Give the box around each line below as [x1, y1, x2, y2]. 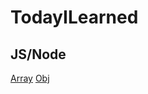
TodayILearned [10, 6, 139, 29]
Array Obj [10, 72, 50, 84]
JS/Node [10, 46, 67, 63]
